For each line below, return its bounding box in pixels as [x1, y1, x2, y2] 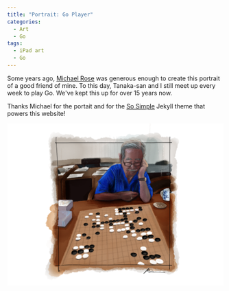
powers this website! [7, 109, 66, 117]
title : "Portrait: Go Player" [7, 11, 94, 18]
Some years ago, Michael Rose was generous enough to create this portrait [7, 74, 221, 82]
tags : [7, 40, 23, 47]
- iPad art [13, 47, 45, 54]
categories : [7, 18, 41, 25]
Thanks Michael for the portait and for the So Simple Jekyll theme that [7, 102, 206, 110]
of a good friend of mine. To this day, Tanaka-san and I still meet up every [7, 81, 216, 89]
